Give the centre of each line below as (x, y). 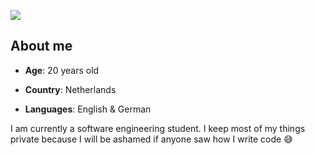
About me (41, 46)
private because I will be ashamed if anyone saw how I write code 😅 (151, 139)
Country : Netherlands (70, 89)
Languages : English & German (88, 109)
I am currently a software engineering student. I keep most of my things (158, 128)
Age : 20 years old (62, 70)
